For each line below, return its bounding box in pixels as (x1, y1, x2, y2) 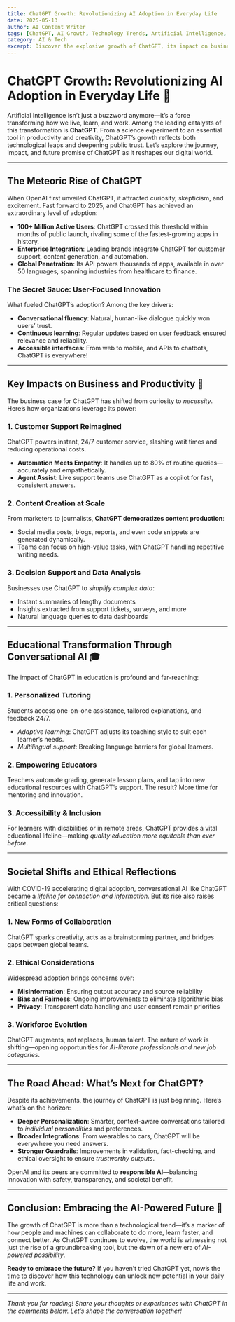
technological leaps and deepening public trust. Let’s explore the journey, (7, 141, 219, 149)
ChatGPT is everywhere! (17, 351, 88, 360)
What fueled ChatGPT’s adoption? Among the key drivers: (7, 301, 173, 309)
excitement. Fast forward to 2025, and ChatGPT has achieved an (7, 201, 194, 210)
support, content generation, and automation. (17, 252, 149, 260)
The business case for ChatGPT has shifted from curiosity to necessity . (7, 397, 213, 405)
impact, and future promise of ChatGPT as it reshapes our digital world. (7, 148, 213, 156)
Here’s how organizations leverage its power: (7, 404, 137, 412)
